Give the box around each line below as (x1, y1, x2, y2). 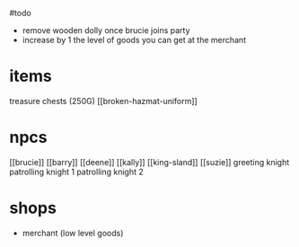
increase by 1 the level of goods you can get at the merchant (22, 35, 247, 45)
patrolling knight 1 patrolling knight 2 (9, 166, 144, 177)
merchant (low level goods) (22, 227, 124, 238)
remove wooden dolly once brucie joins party (22, 25, 190, 35)
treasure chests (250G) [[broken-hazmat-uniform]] (9, 95, 198, 106)
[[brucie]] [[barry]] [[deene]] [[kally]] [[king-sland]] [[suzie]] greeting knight (9, 156, 290, 167)
